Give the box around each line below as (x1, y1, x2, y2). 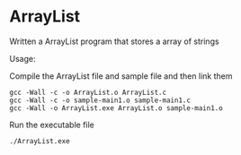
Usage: (9, 53, 36, 64)
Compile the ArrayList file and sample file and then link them (9, 70, 233, 82)
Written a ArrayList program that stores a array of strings (9, 36, 219, 47)
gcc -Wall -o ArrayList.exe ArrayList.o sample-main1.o (9, 103, 223, 113)
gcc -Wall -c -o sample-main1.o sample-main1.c (9, 96, 192, 105)
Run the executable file (9, 119, 94, 130)
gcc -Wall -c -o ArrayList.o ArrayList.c (9, 88, 167, 97)
